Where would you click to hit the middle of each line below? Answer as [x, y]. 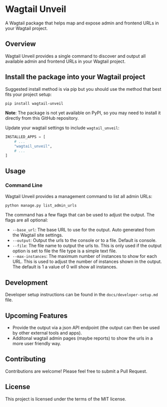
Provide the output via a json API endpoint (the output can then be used [86, 327]
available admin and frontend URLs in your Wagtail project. [65, 61]
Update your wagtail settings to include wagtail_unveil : [62, 128]
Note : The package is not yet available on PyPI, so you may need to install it [83, 113]
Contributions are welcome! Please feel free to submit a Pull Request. [76, 371]
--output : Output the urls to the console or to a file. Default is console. [84, 240]
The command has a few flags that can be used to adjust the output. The [80, 215]
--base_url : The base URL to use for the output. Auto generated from [83, 230]
